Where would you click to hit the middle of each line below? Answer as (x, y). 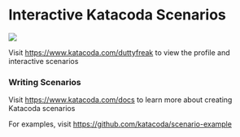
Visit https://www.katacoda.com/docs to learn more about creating (120, 100)
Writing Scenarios (45, 82)
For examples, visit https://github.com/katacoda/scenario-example (120, 124)
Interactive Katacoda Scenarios (117, 15)
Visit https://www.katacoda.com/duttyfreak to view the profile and (119, 52)
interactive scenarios (44, 61)
